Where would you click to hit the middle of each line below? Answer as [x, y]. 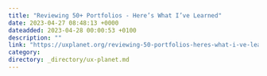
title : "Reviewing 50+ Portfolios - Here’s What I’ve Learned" [115, 15]
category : [25, 52]
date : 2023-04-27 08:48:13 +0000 [64, 23]
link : [17, 45]
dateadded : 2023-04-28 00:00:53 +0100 [72, 30]
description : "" [35, 38]
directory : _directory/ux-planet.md [69, 60]
